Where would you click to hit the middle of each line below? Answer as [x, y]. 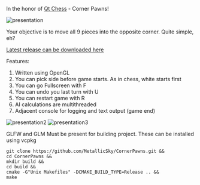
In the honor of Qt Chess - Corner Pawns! [57, 9]
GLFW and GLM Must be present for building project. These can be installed [100, 134]
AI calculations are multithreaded [56, 104]
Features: [18, 61]
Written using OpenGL [42, 73]
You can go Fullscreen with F [51, 85]
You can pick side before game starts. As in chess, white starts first [98, 79]
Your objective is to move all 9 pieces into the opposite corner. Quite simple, [100, 32]
